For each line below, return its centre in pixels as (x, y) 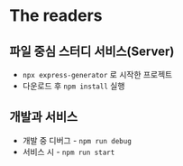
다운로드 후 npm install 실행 (73, 86)
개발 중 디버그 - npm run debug (77, 140)
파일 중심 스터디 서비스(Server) (92, 51)
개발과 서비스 (44, 117)
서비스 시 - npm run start (69, 152)
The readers (56, 16)
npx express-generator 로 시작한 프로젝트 (97, 74)
